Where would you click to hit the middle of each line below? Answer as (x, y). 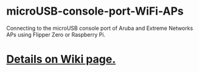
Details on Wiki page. (61, 59)
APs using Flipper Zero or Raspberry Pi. (56, 34)
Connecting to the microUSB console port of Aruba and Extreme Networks (100, 28)
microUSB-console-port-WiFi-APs (95, 11)
